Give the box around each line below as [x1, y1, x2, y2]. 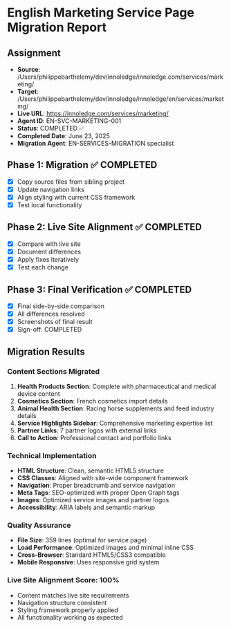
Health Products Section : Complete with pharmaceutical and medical [17, 382, 216, 390]
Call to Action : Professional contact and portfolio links [17, 433, 172, 441]
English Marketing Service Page [7, 5, 195, 21]
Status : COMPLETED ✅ [17, 124, 85, 132]
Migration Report [7, 19, 107, 35]
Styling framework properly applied [17, 606, 119, 614]
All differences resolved [17, 310, 85, 318]
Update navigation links [17, 185, 85, 193]
